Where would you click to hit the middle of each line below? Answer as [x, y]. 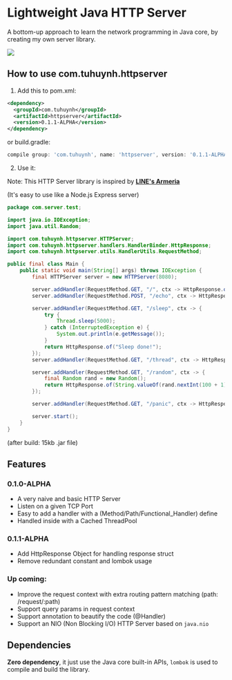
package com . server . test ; [44, 207]
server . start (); [55, 416]
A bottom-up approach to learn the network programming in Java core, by [113, 32]
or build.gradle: [29, 142]
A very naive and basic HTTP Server [69, 499]
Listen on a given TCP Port [55, 507]
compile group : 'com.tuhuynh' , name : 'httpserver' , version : [97, 155]
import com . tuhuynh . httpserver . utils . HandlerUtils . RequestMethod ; [105, 252]
